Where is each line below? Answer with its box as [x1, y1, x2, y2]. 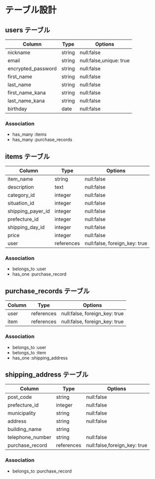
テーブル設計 [5, 4, 57, 16]
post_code [7, 394, 32, 401]
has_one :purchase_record [12, 271, 67, 277]
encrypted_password [7, 65, 57, 72]
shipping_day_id [7, 224, 45, 231]
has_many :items [12, 132, 47, 138]
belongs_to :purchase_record [12, 468, 72, 474]
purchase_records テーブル [5, 287, 90, 295]
